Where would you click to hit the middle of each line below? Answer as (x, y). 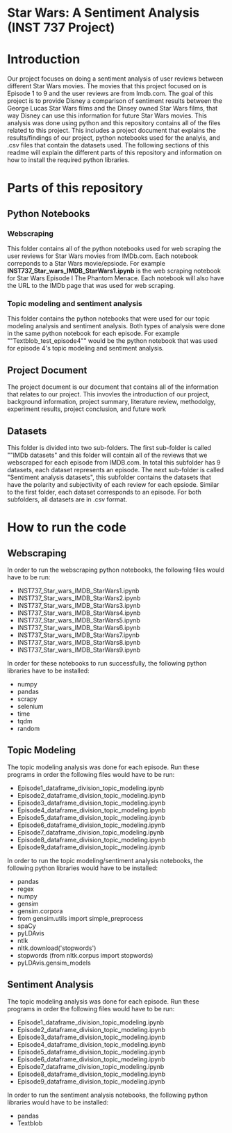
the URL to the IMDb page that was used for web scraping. (91, 286)
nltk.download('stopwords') (57, 948)
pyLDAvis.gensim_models (54, 963)
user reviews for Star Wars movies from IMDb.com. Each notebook (103, 256)
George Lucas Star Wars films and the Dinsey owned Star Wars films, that (113, 109)
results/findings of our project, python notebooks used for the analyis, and (114, 138)
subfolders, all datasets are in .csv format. (67, 499)
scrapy (27, 699)
